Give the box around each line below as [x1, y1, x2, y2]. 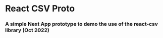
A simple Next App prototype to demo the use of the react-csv [5, 21, 158, 28]
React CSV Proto [5, 3, 75, 14]
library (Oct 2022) [5, 27, 50, 34]
